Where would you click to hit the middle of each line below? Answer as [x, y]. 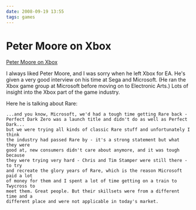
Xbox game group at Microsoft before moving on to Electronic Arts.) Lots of [97, 86]
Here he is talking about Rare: [42, 104]
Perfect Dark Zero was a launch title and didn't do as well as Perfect [97, 120]
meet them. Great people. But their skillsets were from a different [93, 191]
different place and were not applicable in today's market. [82, 202]
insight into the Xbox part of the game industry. [63, 92]
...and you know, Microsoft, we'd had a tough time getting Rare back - [97, 114]
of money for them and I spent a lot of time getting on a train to [92, 181]
